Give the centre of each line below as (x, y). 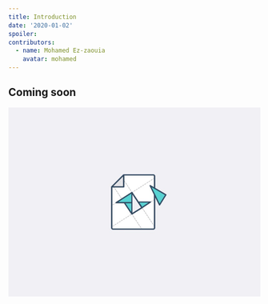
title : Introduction (43, 17)
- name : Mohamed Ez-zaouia (60, 51)
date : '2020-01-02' (41, 25)
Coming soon (42, 92)
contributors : (32, 42)
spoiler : (23, 34)
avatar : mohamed (50, 59)
